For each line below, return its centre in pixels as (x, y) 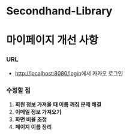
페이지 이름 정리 (33, 126)
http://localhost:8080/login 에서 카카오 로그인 (69, 73)
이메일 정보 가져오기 (38, 111)
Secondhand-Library (59, 11)
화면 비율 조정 (31, 119)
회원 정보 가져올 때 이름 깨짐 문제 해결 (58, 104)
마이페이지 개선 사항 (52, 40)
